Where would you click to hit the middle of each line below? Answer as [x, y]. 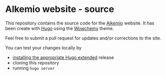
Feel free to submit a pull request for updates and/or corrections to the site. [83, 38]
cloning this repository [36, 62]
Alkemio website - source [60, 9]
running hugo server [33, 68]
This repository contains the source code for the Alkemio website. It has [80, 23]
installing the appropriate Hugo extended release [63, 57]
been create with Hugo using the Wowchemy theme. [60, 28]
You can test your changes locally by [44, 47]
